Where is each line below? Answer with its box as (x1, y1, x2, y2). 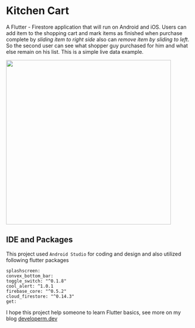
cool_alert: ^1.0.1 (6, 283, 54, 289)
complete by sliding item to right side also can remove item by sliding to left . (6, 36, 189, 43)
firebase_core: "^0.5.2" (6, 288, 67, 294)
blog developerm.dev (6, 315, 57, 322)
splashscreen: (6, 268, 41, 274)
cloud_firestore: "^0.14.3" (6, 294, 75, 299)
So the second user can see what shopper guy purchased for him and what (6, 42, 189, 49)
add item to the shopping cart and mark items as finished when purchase (6, 29, 183, 36)
